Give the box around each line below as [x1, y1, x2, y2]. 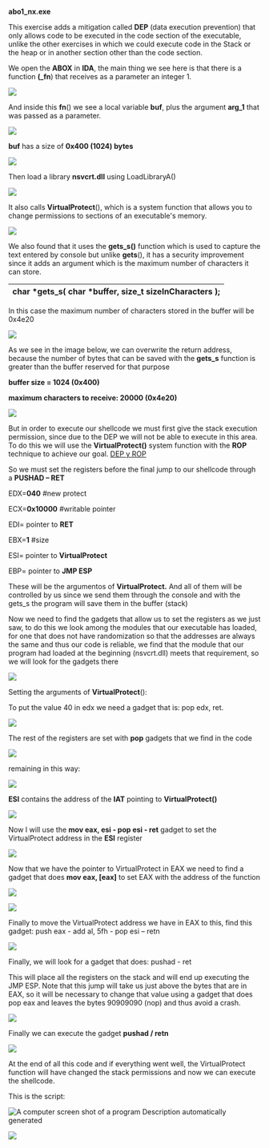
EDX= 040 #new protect [8, 488, 87, 498]
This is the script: [8, 1092, 66, 1101]
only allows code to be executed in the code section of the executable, [8, 31, 242, 40]
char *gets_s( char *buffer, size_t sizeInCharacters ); [12, 286, 220, 297]
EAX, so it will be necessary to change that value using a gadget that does [8, 989, 254, 999]
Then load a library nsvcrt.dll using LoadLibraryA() [8, 172, 176, 181]
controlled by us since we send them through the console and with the [8, 590, 241, 600]
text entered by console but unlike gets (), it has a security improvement [8, 250, 244, 259]
